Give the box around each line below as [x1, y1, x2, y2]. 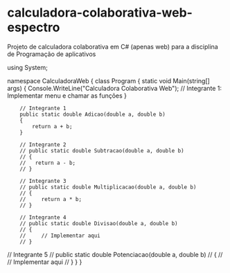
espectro [7, 19, 60, 35]
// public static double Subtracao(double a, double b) [19, 147, 185, 154]
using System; [7, 63, 48, 71]
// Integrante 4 [19, 213, 67, 221]
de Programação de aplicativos [7, 50, 96, 58]
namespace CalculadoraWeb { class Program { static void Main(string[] [7, 76, 210, 85]
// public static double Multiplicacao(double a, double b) [19, 184, 197, 191]
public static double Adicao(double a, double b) [19, 111, 166, 118]
